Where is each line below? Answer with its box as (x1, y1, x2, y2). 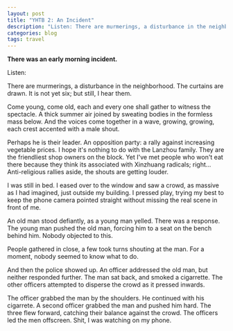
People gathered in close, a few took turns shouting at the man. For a (7, 245, 205, 253)
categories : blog (7, 29, 58, 37)
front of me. (7, 203, 42, 212)
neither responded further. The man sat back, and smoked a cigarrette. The (7, 273, 223, 282)
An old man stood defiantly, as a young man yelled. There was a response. (7, 217, 221, 226)
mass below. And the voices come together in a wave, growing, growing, (7, 117, 215, 126)
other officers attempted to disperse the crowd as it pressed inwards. (7, 280, 205, 289)
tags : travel (7, 36, 45, 43)
